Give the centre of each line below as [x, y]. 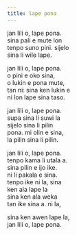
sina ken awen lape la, [38, 217]
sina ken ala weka [32, 197]
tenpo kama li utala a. [37, 160]
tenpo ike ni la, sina [34, 182]
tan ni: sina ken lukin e [39, 90]
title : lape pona [32, 13]
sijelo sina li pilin [30, 125]
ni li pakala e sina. [32, 175]
